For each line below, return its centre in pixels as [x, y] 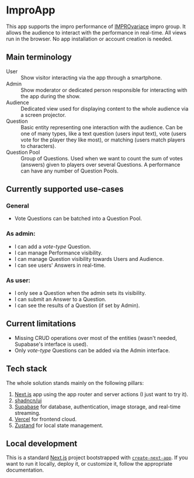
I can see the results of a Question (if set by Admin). [77, 305]
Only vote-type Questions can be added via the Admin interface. [92, 350]
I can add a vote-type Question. [53, 246]
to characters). [39, 146]
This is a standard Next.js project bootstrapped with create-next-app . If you [97, 458]
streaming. [27, 412]
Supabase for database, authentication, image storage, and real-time [98, 407]
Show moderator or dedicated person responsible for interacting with [104, 90]
